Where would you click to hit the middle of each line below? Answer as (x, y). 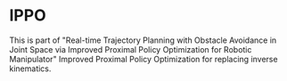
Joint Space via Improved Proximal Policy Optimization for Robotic (131, 49)
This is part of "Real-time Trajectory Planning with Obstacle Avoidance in (143, 40)
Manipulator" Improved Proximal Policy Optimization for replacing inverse (143, 59)
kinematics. (30, 69)
